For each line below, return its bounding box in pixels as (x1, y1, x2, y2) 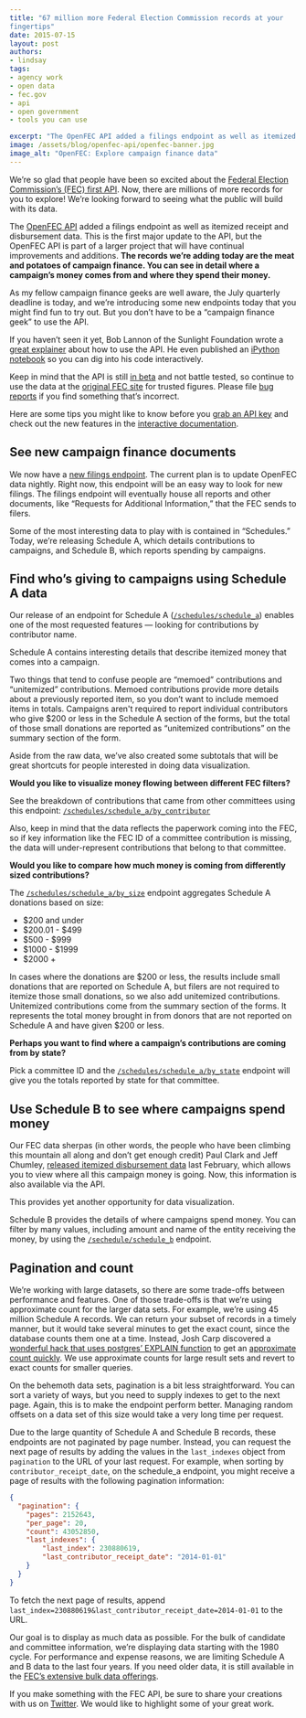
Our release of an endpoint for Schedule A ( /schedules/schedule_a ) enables (9, 610, 295, 621)
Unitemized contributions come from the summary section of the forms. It (9, 1000, 287, 1011)
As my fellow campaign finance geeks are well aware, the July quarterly (9, 287, 280, 298)
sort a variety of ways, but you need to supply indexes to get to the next (9, 1390, 280, 1400)
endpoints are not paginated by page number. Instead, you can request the (9, 1436, 291, 1447)
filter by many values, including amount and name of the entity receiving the (9, 1224, 297, 1235)
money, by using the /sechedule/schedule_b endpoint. (9, 1233, 212, 1244)
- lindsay (9, 56, 47, 65)
